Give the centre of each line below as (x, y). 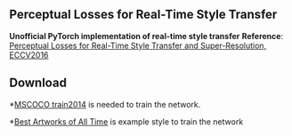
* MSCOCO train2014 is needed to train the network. (105, 104)
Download (38, 83)
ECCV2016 (29, 55)
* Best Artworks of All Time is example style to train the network (126, 121)
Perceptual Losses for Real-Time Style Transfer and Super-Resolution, (138, 45)
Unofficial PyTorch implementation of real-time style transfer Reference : (146, 36)
